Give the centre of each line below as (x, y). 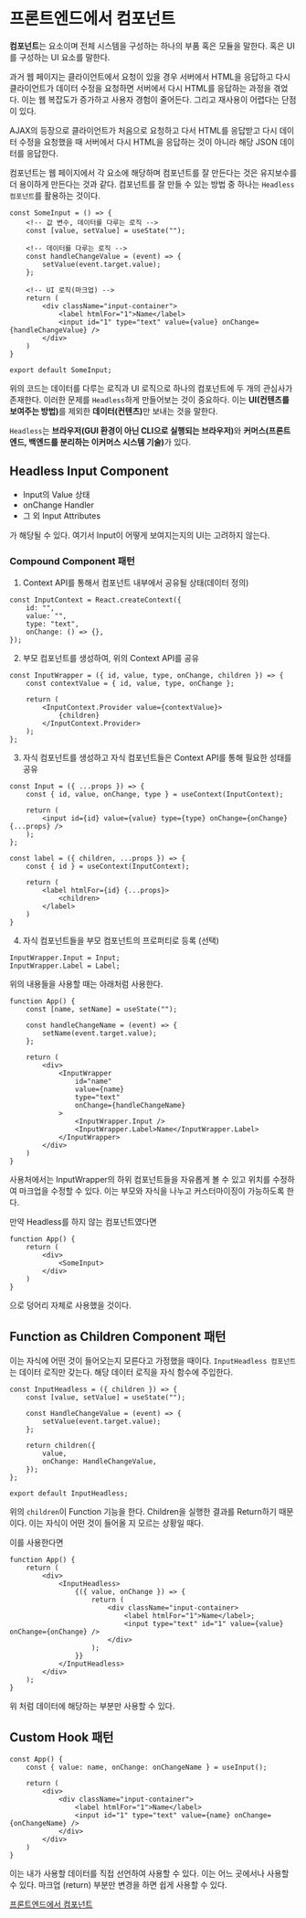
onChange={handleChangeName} (130, 1106)
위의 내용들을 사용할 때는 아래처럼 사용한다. (86, 984)
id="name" (93, 1082)
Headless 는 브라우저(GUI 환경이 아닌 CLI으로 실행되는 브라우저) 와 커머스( (139, 430)
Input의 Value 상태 (56, 494)
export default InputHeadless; (69, 1493)
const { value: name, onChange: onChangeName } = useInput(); (147, 1767)
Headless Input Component (89, 471)
